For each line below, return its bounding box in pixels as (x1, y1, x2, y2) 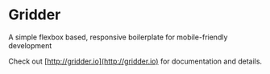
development (8, 40, 52, 50)
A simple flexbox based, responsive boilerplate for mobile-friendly (8, 32, 228, 42)
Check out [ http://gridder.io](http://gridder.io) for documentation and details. (8, 56, 263, 66)
